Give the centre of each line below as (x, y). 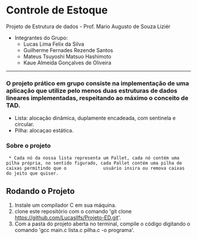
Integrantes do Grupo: (41, 37)
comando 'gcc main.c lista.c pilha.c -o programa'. (74, 230)
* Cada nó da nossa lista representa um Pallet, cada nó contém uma (94, 158)
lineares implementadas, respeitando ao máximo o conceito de (97, 98)
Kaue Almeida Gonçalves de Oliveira (67, 63)
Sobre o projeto (28, 146)
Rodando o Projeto (40, 191)
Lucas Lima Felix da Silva (54, 44)
